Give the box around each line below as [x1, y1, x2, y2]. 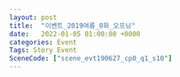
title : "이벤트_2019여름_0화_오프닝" [9, 21, 136, 30]
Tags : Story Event [9, 46, 77, 55]
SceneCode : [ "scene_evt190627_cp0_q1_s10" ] [9, 54, 173, 63]
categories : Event [9, 37, 77, 47]
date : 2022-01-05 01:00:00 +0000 [9, 29, 141, 38]
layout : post [9, 12, 58, 22]
